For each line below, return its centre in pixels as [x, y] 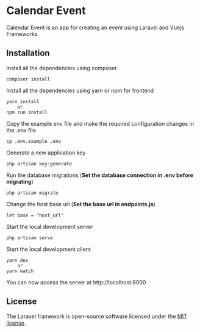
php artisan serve [30, 238]
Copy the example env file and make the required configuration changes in [100, 123]
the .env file [21, 130]
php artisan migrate [33, 193]
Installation [28, 53]
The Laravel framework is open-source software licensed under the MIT [97, 316]
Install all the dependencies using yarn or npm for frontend [80, 90]
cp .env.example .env [34, 141]
